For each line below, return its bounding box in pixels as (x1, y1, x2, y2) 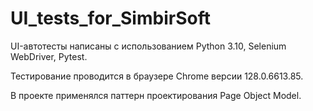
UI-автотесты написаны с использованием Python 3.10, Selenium (10, 40, 287, 52)
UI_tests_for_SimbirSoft (10, 7, 211, 30)
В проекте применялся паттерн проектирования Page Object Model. (10, 89, 302, 101)
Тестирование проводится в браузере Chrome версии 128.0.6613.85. (10, 70, 304, 82)
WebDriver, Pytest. (10, 50, 88, 62)
